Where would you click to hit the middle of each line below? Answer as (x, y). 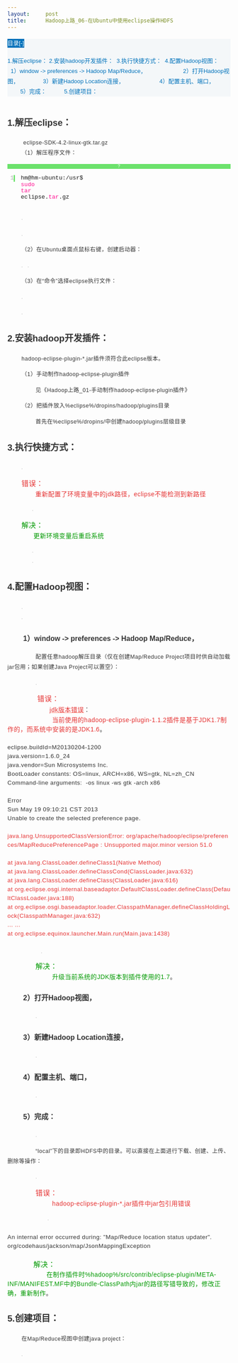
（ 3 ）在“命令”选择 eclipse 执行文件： (69, 281)
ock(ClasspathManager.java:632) (54, 916)
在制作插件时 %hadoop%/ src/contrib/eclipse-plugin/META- (131, 1274)
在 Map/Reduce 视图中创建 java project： (74, 1339)
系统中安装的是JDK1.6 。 (69, 729)
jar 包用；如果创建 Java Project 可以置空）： (63, 667)
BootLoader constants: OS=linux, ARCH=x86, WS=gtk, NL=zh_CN (101, 774)
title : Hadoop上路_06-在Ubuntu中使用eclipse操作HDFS (90, 21)
